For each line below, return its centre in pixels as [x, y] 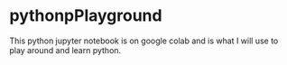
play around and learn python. [65, 50]
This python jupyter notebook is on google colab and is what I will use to [144, 41]
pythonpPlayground [86, 16]
